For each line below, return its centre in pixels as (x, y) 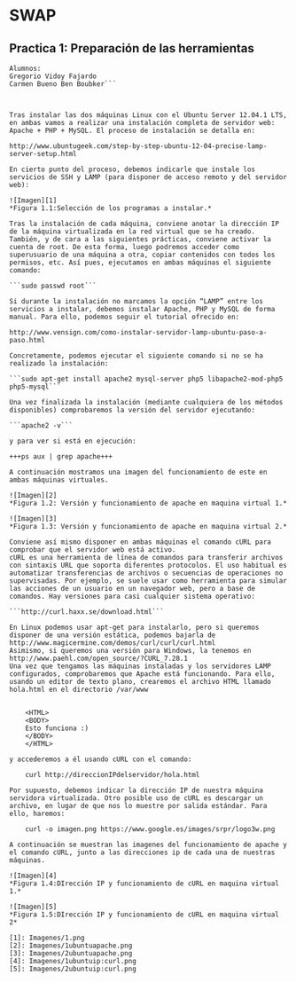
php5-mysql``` (35, 387)
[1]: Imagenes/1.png (47, 938)
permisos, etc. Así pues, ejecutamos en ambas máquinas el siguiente (140, 263)
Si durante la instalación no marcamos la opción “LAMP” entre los (136, 302)
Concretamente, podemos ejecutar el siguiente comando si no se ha (136, 356)
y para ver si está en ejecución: (73, 441)
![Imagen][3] (33, 519)
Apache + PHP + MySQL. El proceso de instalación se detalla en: (132, 130)
